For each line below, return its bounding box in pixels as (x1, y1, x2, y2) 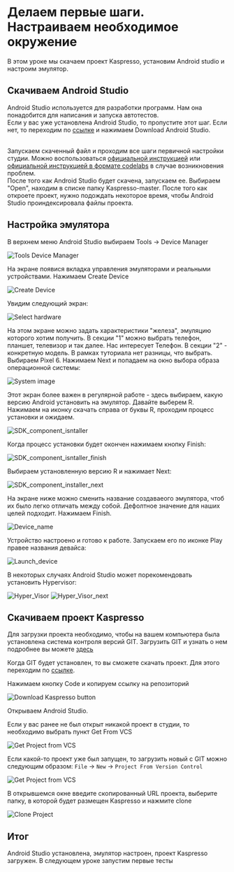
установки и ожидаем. (7, 413, 75, 421)
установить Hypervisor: (7, 578, 77, 586)
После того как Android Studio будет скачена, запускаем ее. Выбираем (7, 176, 221, 185)
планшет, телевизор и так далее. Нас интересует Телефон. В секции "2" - (7, 341, 228, 350)
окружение (7, 34, 78, 50)
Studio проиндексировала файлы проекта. (7, 199, 134, 207)
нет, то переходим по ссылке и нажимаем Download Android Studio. (7, 125, 211, 134)
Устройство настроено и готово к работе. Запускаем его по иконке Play (7, 536, 223, 544)
